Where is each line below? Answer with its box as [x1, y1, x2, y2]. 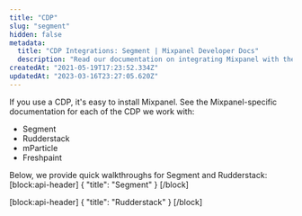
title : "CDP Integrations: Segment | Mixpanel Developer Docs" [17, 47, 259, 56]
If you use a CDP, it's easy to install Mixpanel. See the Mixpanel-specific [9, 96, 278, 107]
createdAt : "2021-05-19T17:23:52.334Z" [9, 64, 159, 73]
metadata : [9, 38, 47, 48]
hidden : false [9, 30, 63, 39]
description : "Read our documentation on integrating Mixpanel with [17, 55, 280, 64]
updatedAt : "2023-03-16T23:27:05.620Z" [9, 72, 159, 81]
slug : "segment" [9, 22, 70, 31]
